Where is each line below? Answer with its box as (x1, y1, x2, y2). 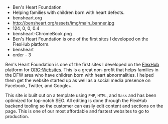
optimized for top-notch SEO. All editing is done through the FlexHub (5, 98, 147, 104)
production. (5, 114, 29, 119)
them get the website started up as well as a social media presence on (5, 77, 151, 83)
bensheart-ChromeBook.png (12, 31, 72, 36)
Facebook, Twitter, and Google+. (5, 83, 73, 89)
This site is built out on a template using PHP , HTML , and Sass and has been (5, 92, 156, 98)
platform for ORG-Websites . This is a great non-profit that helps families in (5, 67, 159, 73)
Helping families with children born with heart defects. (12, 9, 125, 15)
